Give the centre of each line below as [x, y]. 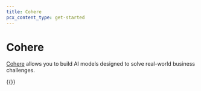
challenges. [21, 71]
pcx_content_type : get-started [46, 17]
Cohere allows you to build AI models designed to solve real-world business [101, 64]
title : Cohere [24, 12]
